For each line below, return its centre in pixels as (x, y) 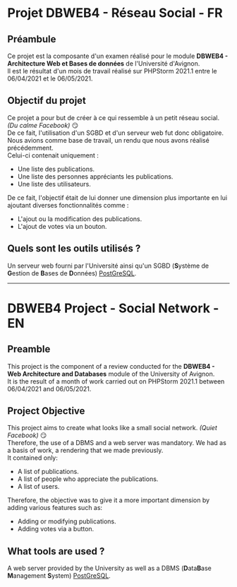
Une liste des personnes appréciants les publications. (95, 176)
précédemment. (31, 148)
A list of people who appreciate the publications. (88, 479)
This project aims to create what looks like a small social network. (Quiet (112, 428)
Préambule (32, 39)
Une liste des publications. (56, 169)
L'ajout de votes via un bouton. (62, 226)
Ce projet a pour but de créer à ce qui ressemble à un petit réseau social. (114, 117)
